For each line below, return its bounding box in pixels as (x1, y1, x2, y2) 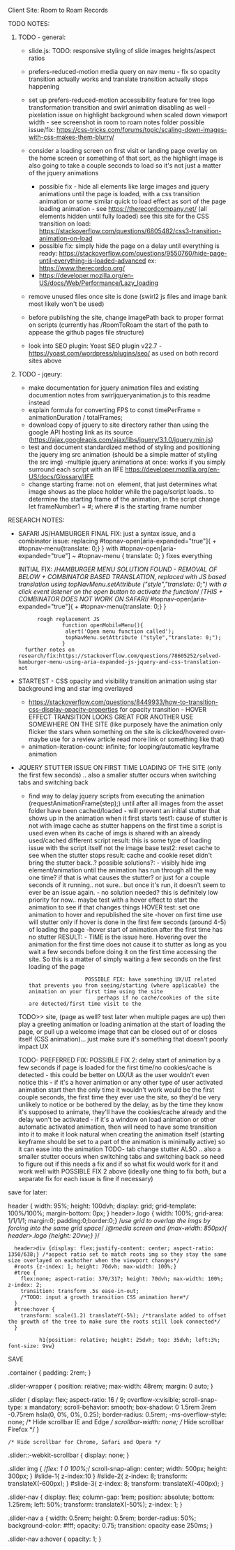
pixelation (28, 111, 56, 119)
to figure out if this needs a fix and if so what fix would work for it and (17, 1160, 218, 1168)
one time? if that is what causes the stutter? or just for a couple (28, 873, 210, 882)
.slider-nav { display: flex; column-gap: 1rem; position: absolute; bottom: (8, 1493, 215, 1501)
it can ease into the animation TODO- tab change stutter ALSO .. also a (17, 1145, 222, 1153)
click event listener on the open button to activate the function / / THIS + (17, 587, 223, 596)
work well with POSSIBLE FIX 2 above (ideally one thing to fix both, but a (17, 1167, 227, 1176)
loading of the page (28, 963, 85, 970)
